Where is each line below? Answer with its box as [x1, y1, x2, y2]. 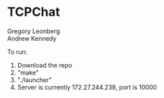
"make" [17, 68, 40, 77]
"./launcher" [17, 75, 52, 84]
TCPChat [7, 4, 60, 20]
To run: [7, 48, 28, 56]
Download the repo [17, 61, 73, 69]
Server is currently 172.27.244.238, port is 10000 [17, 83, 158, 91]
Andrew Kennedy [7, 34, 57, 42]
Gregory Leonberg [7, 27, 60, 35]
